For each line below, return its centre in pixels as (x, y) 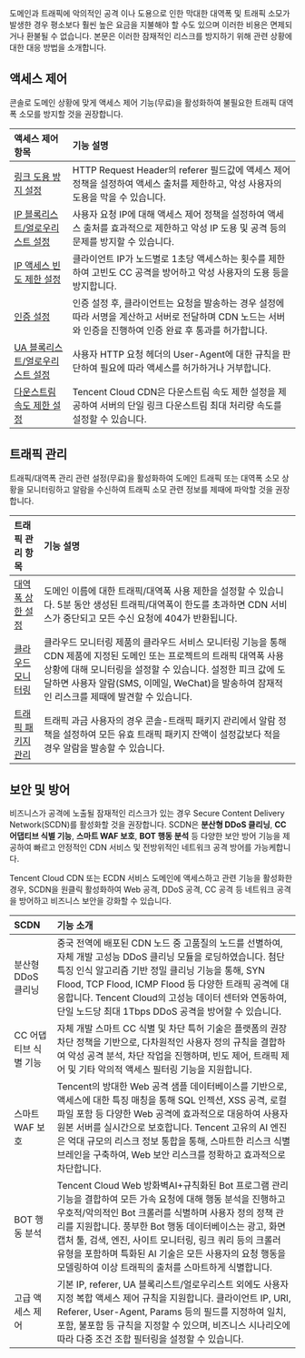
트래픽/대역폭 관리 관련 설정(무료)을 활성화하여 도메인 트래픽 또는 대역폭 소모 (144, 478)
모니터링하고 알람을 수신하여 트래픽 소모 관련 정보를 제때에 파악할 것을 (150, 489)
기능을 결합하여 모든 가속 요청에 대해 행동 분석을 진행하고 (171, 1200)
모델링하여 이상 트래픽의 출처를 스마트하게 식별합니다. (164, 1268)
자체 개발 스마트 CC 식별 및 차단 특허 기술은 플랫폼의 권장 (172, 1029)
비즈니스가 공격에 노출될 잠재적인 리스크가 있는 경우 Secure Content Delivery (147, 814)
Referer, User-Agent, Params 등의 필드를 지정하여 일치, (172, 1312)
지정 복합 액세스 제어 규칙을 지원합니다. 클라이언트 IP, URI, (174, 1298)
